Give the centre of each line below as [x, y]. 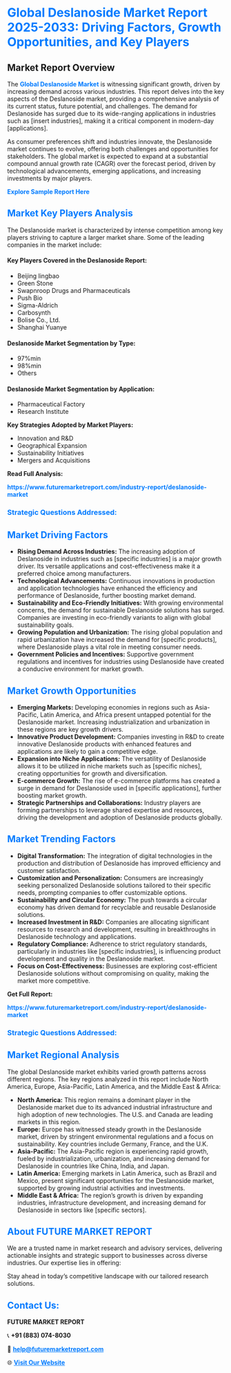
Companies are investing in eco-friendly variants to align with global [114, 618]
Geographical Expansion [52, 446]
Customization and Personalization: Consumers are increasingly [110, 878]
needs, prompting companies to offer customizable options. [102, 892]
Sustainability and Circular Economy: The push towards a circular [112, 900]
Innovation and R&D [45, 438]
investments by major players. [50, 178]
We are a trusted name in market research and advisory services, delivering [115, 1248]
